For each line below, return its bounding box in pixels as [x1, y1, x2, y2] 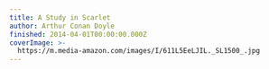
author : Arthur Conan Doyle [9, 22, 116, 30]
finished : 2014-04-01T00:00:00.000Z [9, 30, 147, 39]
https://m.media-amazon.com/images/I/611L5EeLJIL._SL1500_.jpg [17, 47, 260, 56]
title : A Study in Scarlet [9, 13, 111, 22]
